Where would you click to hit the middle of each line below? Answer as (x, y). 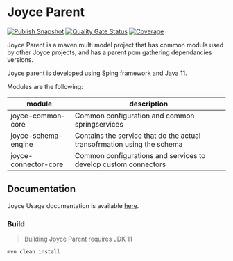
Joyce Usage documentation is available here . (73, 205)
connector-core (37, 164)
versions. (20, 59)
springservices (99, 124)
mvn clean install (34, 252)
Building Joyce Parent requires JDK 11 (78, 239)
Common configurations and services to (140, 155)
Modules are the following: (45, 86)
